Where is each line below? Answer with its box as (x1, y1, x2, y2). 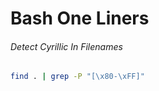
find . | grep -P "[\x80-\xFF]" (10, 72, 145, 82)
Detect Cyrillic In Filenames (10, 40, 123, 52)
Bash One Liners (10, 7, 150, 30)
